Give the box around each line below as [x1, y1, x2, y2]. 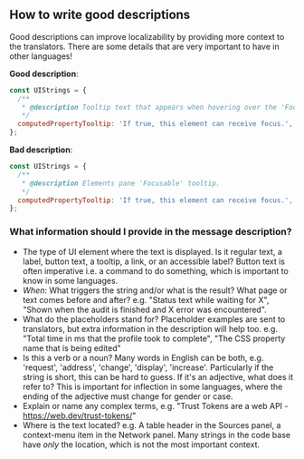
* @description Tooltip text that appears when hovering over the [21, 103, 278, 112]
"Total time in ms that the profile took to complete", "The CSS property [22, 333, 286, 344]
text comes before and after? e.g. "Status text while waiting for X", [22, 294, 270, 305]
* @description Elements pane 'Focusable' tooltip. [21, 179, 221, 188]
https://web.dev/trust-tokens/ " [22, 410, 137, 421]
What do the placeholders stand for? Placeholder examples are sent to [22, 313, 286, 325]
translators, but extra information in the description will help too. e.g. [22, 323, 279, 334]
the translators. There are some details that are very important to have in [9, 41, 280, 52]
